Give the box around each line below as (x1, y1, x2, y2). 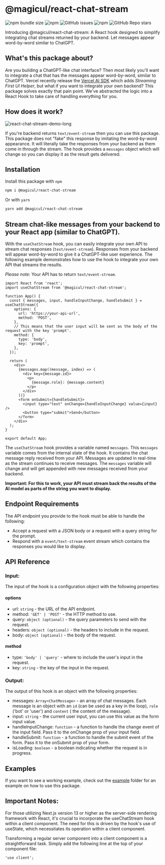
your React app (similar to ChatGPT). (5, 228, 120, 236)
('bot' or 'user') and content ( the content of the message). (12, 708, 132, 714)
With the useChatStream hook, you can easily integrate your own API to (5, 240, 148, 247)
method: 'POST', (18, 315, 52, 320)
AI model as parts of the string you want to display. (5, 485, 112, 491)
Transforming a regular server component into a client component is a (5, 835, 147, 841)
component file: (5, 846, 37, 852)
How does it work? (5, 107, 64, 116)
